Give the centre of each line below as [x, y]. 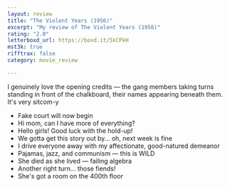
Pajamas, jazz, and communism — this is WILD [86, 153]
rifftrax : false [31, 54]
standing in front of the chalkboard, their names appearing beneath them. [115, 94]
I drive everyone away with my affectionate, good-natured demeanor [119, 146]
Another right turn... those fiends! [67, 169]
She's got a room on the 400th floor [70, 176]
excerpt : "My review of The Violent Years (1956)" [84, 27]
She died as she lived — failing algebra [75, 161]
